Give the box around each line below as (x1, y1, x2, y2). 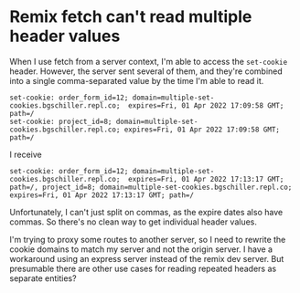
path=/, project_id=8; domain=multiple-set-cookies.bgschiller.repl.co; (9, 183, 293, 192)
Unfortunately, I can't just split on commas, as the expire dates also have (9, 206, 284, 217)
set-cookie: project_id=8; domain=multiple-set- (9, 117, 198, 126)
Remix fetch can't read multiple (9, 6, 252, 27)
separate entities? (9, 272, 77, 284)
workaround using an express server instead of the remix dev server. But (9, 253, 284, 264)
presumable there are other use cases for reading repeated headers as (9, 263, 277, 274)
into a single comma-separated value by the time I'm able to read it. (9, 75, 264, 86)
